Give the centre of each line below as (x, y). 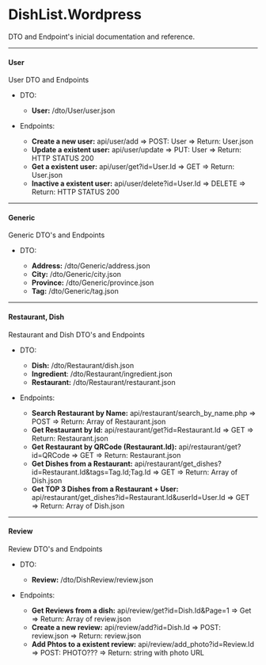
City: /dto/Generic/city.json (76, 275)
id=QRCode (50, 455)
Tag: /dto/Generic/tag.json (75, 291)
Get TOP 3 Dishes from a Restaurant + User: (105, 489)
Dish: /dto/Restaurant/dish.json (83, 365)
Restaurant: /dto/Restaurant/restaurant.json (103, 382)
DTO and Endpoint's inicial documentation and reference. (102, 37)
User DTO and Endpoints (49, 80)
